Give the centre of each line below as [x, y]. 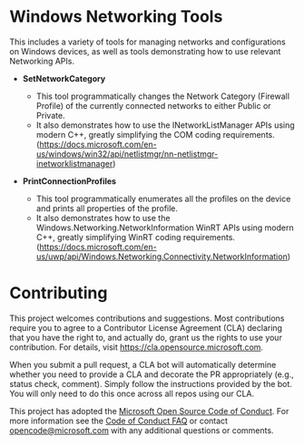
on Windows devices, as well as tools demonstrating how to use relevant [145, 51]
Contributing [59, 293]
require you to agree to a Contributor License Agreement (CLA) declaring [146, 327]
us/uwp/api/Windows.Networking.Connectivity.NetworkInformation [162, 256]
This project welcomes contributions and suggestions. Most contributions [147, 318]
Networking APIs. [42, 61]
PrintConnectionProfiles [69, 181]
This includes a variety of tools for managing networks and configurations [147, 42]
